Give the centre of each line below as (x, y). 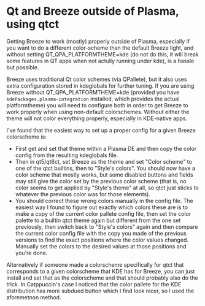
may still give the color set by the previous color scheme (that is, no (101, 181)
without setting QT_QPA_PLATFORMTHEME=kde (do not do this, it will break (102, 54)
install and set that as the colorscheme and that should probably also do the (102, 278)
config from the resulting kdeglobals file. (67, 155)
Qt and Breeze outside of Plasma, (93, 11)
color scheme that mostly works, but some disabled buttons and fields (104, 174)
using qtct (33, 24)
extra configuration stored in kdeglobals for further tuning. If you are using (100, 86)
